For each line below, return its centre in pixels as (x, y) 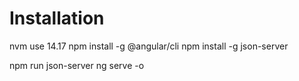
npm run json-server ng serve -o (77, 65)
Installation (57, 18)
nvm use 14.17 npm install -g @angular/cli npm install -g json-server (149, 46)
